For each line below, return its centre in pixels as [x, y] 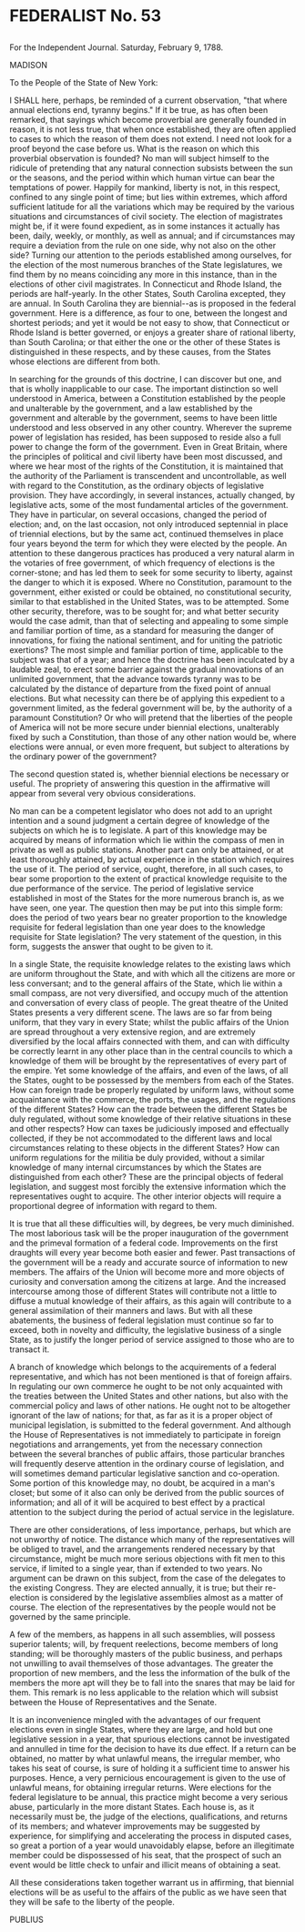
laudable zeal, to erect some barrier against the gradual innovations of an [147, 669]
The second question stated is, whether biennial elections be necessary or [149, 774]
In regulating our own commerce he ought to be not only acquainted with [147, 1386]
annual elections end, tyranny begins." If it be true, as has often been [139, 109]
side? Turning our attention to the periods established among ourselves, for [151, 255]
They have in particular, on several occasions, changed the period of [138, 514]
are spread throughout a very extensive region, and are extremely [133, 1032]
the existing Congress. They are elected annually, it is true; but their [137, 1587]
